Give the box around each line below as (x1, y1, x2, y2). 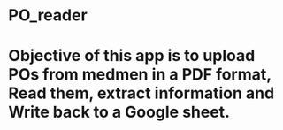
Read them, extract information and (8, 83, 275, 103)
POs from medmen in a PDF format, (8, 65, 272, 85)
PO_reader (8, 5, 88, 26)
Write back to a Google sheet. (8, 103, 231, 122)
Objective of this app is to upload (8, 46, 256, 66)
